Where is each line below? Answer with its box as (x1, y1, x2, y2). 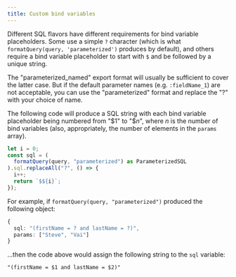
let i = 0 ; (7, 145, 39, 152)
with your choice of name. (7, 96, 83, 104)
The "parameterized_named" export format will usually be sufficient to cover (7, 73, 229, 82)
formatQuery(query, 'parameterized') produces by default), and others (7, 44, 214, 53)
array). (7, 131, 27, 140)
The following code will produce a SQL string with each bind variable (7, 109, 206, 117)
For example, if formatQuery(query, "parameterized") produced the (7, 197, 203, 205)
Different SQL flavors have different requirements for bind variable (7, 30, 199, 38)
